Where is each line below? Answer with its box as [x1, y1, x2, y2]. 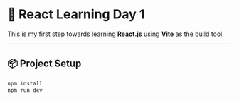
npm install [7, 80, 43, 87]
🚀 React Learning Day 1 [7, 6, 145, 23]
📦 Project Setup [7, 58, 82, 70]
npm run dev [7, 86, 43, 94]
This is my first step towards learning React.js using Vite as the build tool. [7, 30, 224, 38]
